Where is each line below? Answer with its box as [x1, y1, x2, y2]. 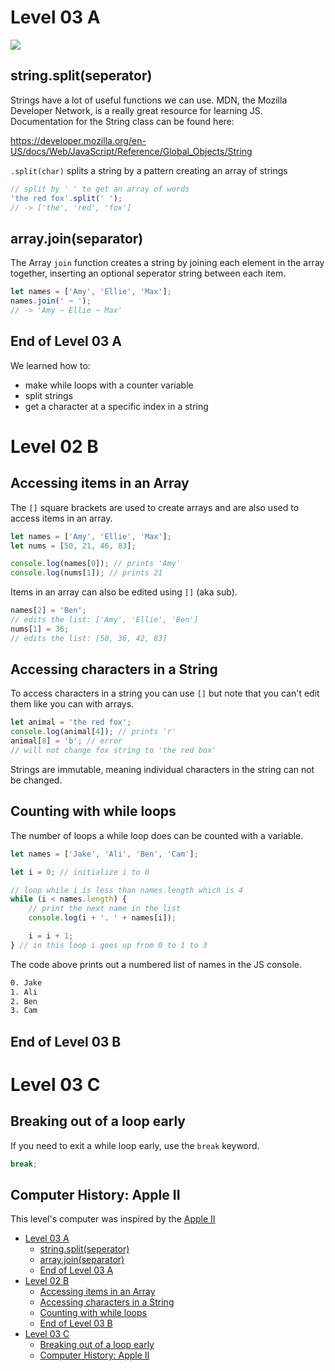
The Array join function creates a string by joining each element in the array [10, 257, 325, 269]
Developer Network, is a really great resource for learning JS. [10, 104, 263, 116]
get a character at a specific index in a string [24, 400, 209, 412]
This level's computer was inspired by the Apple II [10, 1213, 216, 1225]
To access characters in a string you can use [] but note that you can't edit [10, 687, 320, 700]
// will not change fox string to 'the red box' [10, 746, 217, 756]
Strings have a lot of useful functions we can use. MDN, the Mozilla [10, 94, 288, 106]
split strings [24, 389, 74, 401]
